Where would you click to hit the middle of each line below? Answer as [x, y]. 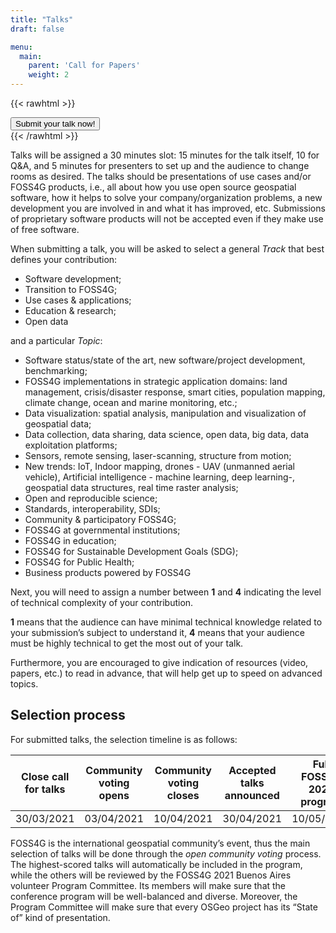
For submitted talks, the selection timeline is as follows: [124, 739]
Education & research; [70, 310]
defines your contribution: [64, 259]
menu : [21, 47]
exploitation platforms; [71, 445]
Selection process [68, 715]
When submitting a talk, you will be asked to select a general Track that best [167, 249]
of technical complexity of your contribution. [102, 602]
